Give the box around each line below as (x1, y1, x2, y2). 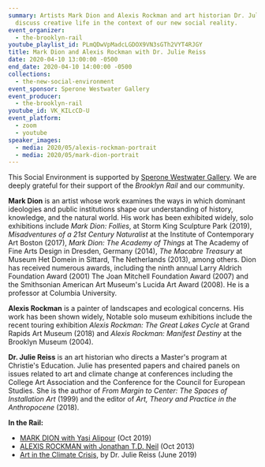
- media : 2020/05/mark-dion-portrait (15, 151, 140, 159)
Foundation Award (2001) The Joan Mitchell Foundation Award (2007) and (8, 271, 248, 281)
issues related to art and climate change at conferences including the (8, 369, 233, 379)
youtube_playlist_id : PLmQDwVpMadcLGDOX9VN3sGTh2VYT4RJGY (8, 41, 203, 49)
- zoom (15, 121, 37, 129)
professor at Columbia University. (8, 289, 118, 298)
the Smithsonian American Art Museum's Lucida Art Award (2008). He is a (8, 280, 250, 290)
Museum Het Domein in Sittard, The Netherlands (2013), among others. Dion (8, 255, 256, 264)
